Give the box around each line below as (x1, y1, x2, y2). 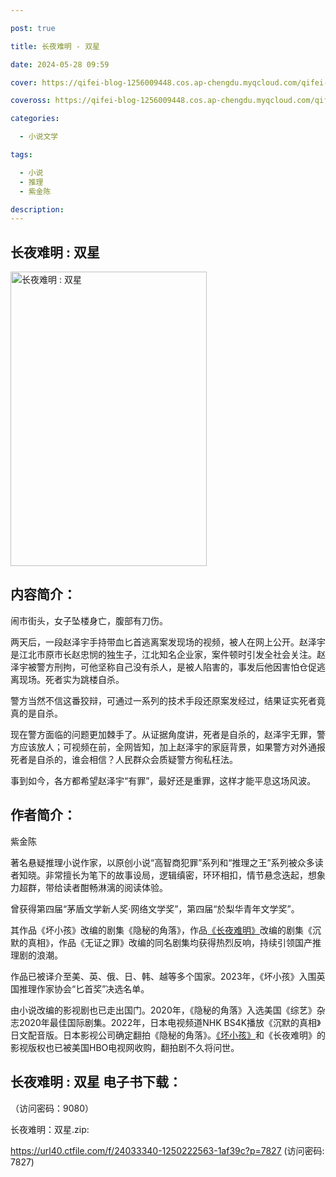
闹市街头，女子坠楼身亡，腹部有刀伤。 (10, 614, 168, 626)
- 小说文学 (19, 132, 59, 142)
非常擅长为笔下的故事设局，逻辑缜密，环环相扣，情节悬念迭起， (44, 869, 308, 881)
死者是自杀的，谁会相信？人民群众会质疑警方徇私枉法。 (10, 753, 238, 765)
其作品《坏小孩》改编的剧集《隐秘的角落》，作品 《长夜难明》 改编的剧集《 (10, 924, 313, 936)
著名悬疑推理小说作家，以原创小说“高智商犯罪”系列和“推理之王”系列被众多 (10, 856, 315, 868)
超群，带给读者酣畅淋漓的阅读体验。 (18, 881, 168, 893)
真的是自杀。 (10, 707, 63, 719)
